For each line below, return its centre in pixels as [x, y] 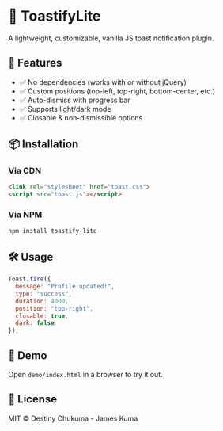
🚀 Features [35, 63]
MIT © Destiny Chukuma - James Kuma [73, 418]
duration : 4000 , [42, 301]
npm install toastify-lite [53, 231]
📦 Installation [43, 145]
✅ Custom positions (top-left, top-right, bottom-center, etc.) [117, 91]
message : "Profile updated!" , [65, 287]
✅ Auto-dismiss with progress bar [75, 100]
